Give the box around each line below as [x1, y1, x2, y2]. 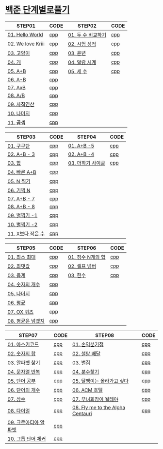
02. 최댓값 [7, 262, 30, 269]
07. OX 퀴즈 [7, 308, 34, 315]
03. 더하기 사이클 [67, 159, 105, 166]
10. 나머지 [7, 110, 30, 117]
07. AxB [7, 84, 26, 91]
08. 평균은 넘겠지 [7, 318, 45, 324]
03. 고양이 [7, 50, 30, 56]
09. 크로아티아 [7, 419, 39, 426]
